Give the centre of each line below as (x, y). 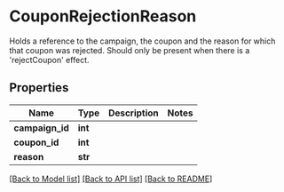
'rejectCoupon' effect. (50, 60)
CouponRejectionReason (103, 16)
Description (134, 113)
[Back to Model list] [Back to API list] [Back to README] (111, 179)
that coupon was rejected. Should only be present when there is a (130, 50)
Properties (39, 88)
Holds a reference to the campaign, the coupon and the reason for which (142, 41)
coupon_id (36, 142)
